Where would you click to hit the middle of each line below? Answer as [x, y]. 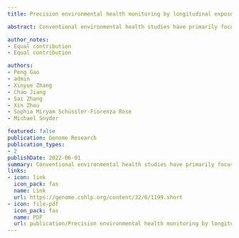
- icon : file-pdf [33, 204]
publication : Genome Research [52, 138]
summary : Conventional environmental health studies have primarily [111, 164]
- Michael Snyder [33, 119]
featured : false [31, 131]
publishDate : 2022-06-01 [44, 158]
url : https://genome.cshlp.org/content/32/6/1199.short [98, 197]
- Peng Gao [23, 72]
